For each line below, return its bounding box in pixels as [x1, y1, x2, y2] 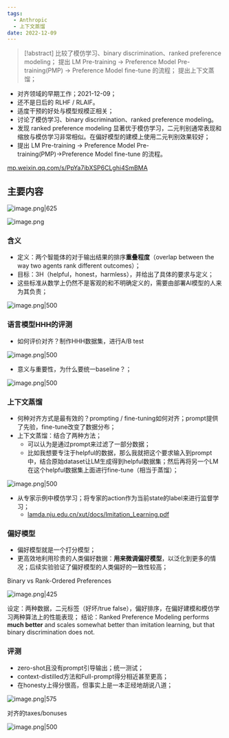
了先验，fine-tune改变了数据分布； [17, 422, 116, 431]
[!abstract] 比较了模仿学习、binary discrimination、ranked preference [23, 49, 221, 57]
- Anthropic [13, 17, 48, 23]
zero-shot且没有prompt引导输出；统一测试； [17, 664, 144, 672]
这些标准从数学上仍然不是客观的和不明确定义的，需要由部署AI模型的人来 [17, 279, 222, 287]
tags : [7, 10, 23, 17]
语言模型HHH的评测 [7, 320, 73, 330]
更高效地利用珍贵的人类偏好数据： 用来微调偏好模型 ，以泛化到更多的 [17, 555, 210, 563]
